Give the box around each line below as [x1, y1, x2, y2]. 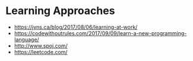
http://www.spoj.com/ [14, 42, 68, 49]
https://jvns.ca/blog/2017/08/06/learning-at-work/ [14, 23, 138, 30]
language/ [14, 36, 39, 43]
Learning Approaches [5, 4, 115, 18]
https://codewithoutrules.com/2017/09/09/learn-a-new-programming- [14, 29, 187, 36]
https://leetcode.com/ [14, 48, 68, 55]
